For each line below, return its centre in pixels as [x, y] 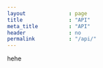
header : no [44, 33]
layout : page [47, 13]
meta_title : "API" [49, 26]
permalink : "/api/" [52, 39]
